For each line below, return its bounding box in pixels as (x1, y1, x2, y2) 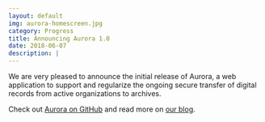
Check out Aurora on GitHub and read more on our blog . (8, 104, 196, 114)
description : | (8, 49, 60, 57)
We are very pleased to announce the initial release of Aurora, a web (8, 72, 237, 81)
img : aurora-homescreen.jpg (8, 19, 103, 27)
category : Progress (8, 27, 74, 35)
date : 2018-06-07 (8, 42, 67, 50)
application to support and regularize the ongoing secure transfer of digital (8, 80, 257, 90)
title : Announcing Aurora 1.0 (8, 34, 111, 43)
